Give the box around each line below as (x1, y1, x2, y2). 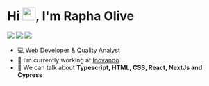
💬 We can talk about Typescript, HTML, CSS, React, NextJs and (17, 63, 203, 71)
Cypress (17, 70, 43, 79)
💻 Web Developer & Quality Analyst (17, 46, 120, 54)
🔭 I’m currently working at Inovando (17, 55, 119, 64)
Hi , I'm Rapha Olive (7, 8, 134, 24)
